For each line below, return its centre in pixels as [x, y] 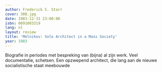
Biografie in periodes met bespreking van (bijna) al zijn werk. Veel [72, 55]
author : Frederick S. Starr [34, 9]
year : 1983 [16, 41]
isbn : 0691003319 [23, 23]
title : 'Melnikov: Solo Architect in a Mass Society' [61, 37]
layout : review [21, 32]
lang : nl [14, 28]
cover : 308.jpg [21, 14]
